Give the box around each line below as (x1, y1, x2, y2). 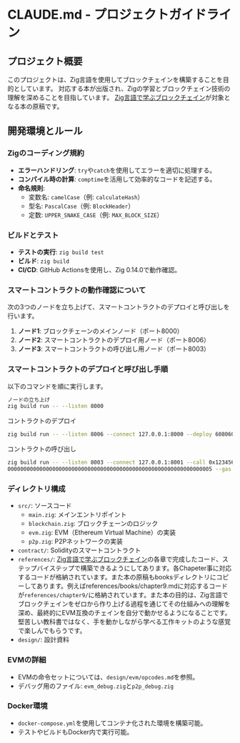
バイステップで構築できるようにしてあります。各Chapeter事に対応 (36, 564, 232, 572)
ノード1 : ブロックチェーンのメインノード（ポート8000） (17, 326, 184, 336)
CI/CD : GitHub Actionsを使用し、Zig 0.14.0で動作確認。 (17, 265, 181, 274)
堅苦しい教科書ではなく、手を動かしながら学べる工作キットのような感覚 (17, 617, 231, 626)
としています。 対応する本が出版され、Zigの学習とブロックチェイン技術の (13, 84, 231, 93)
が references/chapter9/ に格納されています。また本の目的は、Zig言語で (17, 591, 229, 599)
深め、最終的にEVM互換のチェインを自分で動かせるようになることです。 (17, 609, 231, 617)
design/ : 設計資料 (17, 635, 69, 644)
